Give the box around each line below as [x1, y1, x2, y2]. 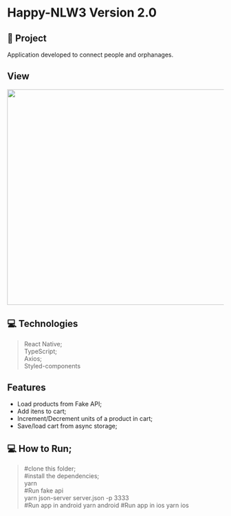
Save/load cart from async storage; [16, 422, 118, 430]
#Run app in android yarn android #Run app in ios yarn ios [23, 502, 189, 510]
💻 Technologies [7, 318, 78, 330]
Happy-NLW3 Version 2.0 [7, 5, 157, 21]
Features [7, 381, 46, 394]
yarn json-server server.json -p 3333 [23, 494, 129, 502]
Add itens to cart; [16, 407, 67, 415]
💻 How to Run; [7, 443, 72, 455]
